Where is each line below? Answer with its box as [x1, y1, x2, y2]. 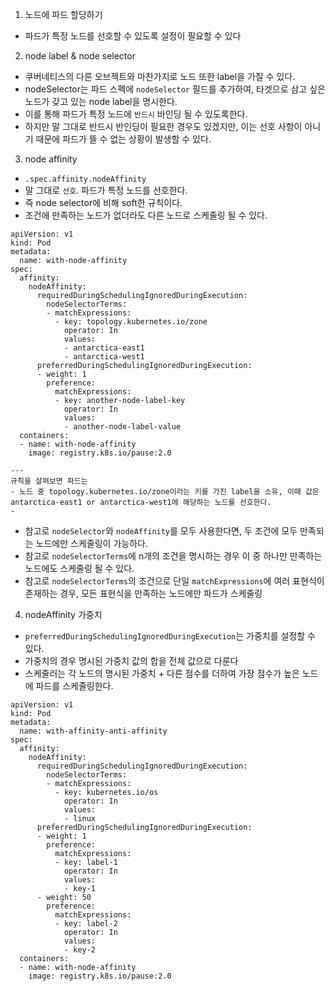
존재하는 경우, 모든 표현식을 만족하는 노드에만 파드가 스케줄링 [24, 588, 263, 599]
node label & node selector [24, 50, 136, 62]
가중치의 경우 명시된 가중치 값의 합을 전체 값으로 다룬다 [24, 655, 239, 667]
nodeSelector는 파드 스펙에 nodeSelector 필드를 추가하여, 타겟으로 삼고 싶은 [24, 83, 326, 95]
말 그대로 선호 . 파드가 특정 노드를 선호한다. [24, 184, 188, 196]
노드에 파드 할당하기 [24, 9, 103, 20]
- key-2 [63, 945, 97, 955]
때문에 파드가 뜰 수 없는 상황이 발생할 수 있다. [35, 133, 212, 145]
